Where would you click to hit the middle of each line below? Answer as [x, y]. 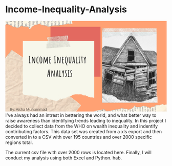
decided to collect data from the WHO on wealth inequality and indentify [82, 126]
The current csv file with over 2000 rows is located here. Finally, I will [79, 153]
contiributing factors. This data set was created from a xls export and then [84, 132]
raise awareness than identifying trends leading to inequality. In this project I [86, 121]
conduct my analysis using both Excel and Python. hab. [64, 158]
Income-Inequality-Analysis [66, 9]
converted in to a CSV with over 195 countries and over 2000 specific [79, 137]
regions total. [19, 142]
